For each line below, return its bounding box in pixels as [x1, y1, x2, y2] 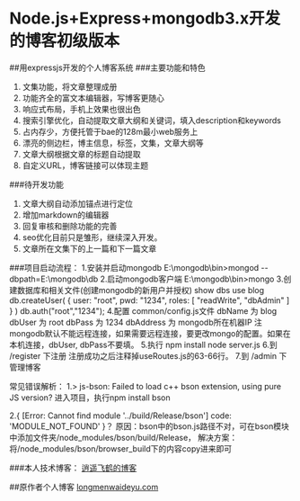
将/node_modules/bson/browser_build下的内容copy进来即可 [9, 443, 233, 454]
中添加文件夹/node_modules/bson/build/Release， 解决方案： [9, 432, 238, 443]
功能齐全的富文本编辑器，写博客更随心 [22, 92, 164, 103]
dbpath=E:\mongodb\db [9, 273, 99, 284]
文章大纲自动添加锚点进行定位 [22, 198, 133, 209]
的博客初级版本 [9, 31, 120, 51]
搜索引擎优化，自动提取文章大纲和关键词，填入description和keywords [22, 114, 281, 126]
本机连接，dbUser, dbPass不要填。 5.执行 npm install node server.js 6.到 [9, 339, 278, 350]
